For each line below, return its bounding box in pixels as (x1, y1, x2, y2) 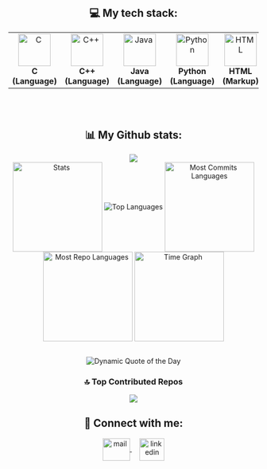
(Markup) (222, 75, 259, 86)
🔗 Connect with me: (83, 416, 184, 430)
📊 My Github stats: (84, 128, 183, 142)
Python (178, 65, 207, 76)
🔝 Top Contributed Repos (83, 376, 184, 387)
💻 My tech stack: (89, 6, 178, 20)
